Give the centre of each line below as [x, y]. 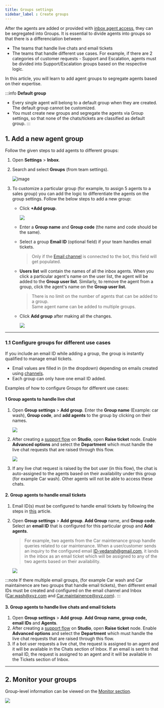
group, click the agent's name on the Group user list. [73, 287]
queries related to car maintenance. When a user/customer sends [90, 546]
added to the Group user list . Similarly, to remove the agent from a [86, 282]
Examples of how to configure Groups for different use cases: [67, 388]
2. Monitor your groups [41, 679]
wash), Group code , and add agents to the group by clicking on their [82, 415]
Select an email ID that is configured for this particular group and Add [82, 526]
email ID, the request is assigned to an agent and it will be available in [82, 654]
